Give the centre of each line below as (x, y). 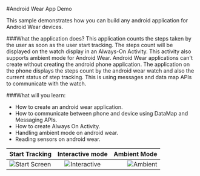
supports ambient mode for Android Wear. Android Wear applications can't (99, 58)
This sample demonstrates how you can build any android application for (97, 20)
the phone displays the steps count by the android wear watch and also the (100, 71)
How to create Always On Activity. (58, 126)
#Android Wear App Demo (39, 9)
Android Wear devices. (35, 27)
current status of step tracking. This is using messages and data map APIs (99, 77)
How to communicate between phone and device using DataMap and (102, 113)
